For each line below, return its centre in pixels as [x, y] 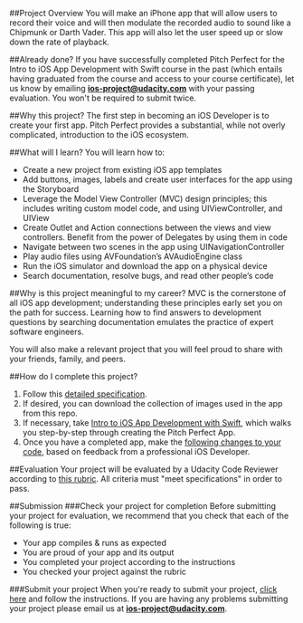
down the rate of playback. [60, 42]
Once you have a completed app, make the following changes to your [152, 442]
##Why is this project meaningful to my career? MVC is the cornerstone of [148, 293]
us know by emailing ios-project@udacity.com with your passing [132, 88]
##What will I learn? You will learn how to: [87, 152]
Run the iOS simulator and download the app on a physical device [145, 266]
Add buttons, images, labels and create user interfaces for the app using [157, 179]
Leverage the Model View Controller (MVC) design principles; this [145, 199]
